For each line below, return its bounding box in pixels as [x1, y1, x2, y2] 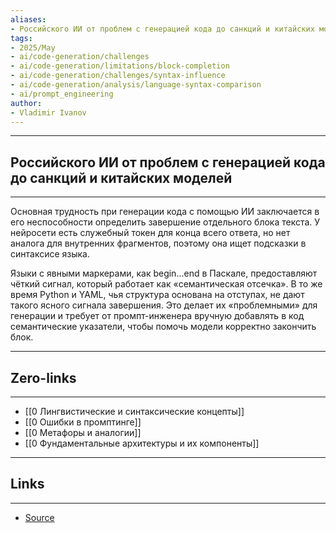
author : [10, 98, 43, 108]
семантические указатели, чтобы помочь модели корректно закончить [10, 321, 317, 333]
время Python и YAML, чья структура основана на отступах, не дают [10, 289, 305, 301]
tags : [10, 33, 33, 43]
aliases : [10, 14, 47, 25]
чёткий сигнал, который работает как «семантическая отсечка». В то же [10, 278, 323, 290]
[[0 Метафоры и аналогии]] [24, 427, 142, 438]
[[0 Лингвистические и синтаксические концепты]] [24, 406, 245, 417]
